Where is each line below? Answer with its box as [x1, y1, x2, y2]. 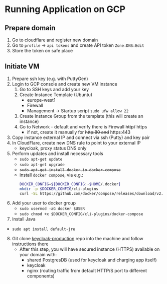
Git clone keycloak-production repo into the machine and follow [12, 236, 143, 242]
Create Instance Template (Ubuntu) [19, 92, 93, 98]
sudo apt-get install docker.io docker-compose [19, 167, 121, 172]
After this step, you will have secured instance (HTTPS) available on [19, 246, 160, 252]
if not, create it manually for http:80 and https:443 [27, 129, 131, 135]
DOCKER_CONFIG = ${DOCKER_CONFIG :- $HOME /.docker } [19, 181, 121, 187]
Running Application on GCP [5, 4, 126, 15]
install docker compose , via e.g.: [19, 172, 83, 178]
